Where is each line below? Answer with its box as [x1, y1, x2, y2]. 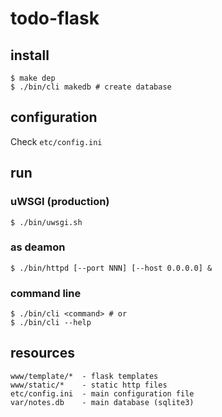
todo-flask [10, 7, 100, 30]
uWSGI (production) [10, 195, 110, 209]
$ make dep [10, 73, 56, 83]
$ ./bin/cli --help [10, 318, 92, 328]
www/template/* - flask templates [10, 371, 159, 381]
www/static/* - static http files [10, 380, 168, 390]
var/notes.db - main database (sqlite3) [10, 397, 195, 407]
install [10, 47, 50, 64]
